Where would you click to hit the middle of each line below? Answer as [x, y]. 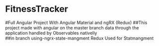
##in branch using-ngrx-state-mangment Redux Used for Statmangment [79, 38]
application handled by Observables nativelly [51, 33]
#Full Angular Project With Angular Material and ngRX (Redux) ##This [76, 23]
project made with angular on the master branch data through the [72, 27]
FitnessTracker [37, 9]
